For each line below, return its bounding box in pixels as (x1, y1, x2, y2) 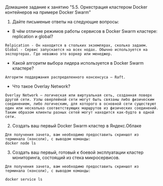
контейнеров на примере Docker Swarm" (5, 9, 92, 15)
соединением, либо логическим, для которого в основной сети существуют (5, 101, 157, 106)
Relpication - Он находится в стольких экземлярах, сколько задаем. (5, 43, 148, 48)
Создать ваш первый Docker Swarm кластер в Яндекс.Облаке (12, 123, 142, 129)
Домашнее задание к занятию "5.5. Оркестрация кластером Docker (5, 4, 148, 10)
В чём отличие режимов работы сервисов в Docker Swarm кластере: (12, 28, 158, 34)
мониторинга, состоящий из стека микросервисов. (12, 155, 120, 161)
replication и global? (12, 34, 53, 39)
